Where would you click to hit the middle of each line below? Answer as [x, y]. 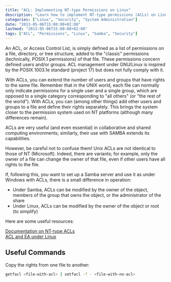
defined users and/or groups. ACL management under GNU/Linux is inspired [85, 65]
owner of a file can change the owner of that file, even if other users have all [85, 159]
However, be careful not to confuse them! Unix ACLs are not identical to [81, 148]
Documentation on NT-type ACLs [40, 231]
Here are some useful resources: [40, 221]
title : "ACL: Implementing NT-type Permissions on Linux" [68, 10]
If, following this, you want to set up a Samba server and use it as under [80, 174]
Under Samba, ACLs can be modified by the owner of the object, [80, 190]
